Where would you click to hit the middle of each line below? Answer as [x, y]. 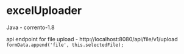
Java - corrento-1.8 [30, 27]
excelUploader [44, 11]
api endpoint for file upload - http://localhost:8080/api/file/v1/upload [92, 39]
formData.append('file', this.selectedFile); [65, 45]
